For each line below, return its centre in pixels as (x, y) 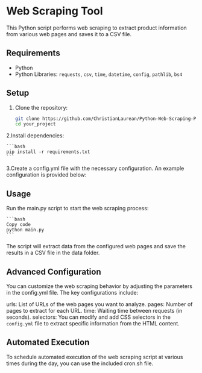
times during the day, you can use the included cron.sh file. (80, 363)
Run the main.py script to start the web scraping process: (77, 208)
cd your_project (35, 124)
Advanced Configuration (54, 271)
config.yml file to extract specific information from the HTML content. (93, 323)
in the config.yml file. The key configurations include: (72, 292)
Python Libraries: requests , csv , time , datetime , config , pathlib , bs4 (99, 74)
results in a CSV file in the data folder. (53, 253)
